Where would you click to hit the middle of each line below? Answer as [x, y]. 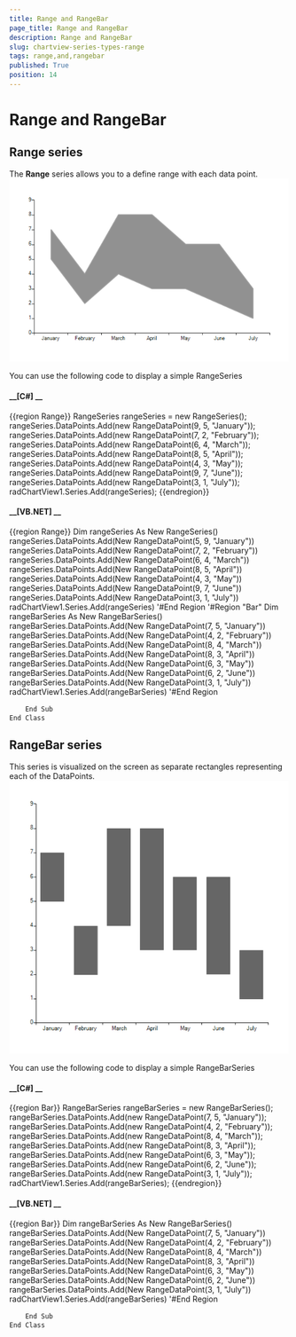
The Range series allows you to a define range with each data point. [134, 174]
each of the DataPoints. [52, 775]
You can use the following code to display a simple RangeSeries [126, 376]
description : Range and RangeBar [71, 37]
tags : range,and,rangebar [57, 56]
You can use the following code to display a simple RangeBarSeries [132, 1068]
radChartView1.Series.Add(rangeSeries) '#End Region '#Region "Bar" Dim [144, 607]
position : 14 [33, 75]
